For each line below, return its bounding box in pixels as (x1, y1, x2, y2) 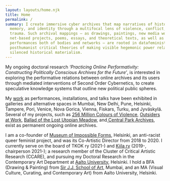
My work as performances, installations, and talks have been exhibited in (5, 95, 157, 101)
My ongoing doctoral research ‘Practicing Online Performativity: (5, 64, 139, 70)
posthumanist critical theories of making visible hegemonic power (10, 45, 155, 50)
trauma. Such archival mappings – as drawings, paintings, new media (10, 31, 159, 36)
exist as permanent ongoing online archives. (5, 122, 98, 128)
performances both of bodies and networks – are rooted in (10, 41, 137, 46)
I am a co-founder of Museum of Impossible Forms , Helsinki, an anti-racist (5, 132, 160, 138)
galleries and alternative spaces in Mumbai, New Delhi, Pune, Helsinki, (5, 100, 152, 106)
